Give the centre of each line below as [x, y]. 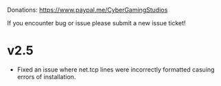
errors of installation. [46, 76]
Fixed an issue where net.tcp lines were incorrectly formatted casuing [116, 69]
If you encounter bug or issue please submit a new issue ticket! [96, 23]
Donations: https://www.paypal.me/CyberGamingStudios [88, 10]
